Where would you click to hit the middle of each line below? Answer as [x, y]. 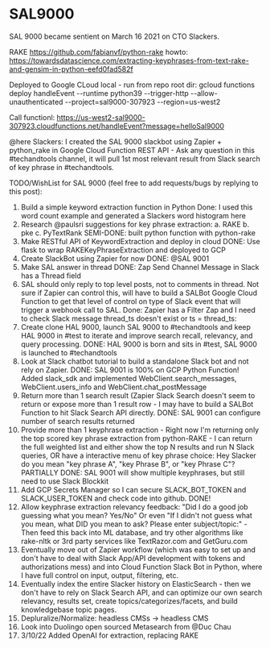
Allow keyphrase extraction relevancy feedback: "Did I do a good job [134, 507]
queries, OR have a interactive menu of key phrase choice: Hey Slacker [138, 455]
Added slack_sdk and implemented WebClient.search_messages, [129, 378]
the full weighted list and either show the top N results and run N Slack [137, 447]
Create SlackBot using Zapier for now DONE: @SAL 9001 [115, 258]
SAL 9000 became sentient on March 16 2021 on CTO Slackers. [115, 36]
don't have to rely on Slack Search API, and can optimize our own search [141, 592]
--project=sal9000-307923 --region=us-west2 [143, 102]
